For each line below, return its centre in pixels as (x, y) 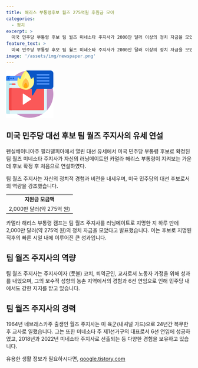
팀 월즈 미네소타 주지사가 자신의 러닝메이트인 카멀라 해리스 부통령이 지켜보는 (93, 158)
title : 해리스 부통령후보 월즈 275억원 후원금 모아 (60, 12)
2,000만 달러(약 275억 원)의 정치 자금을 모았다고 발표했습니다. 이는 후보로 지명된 (99, 230)
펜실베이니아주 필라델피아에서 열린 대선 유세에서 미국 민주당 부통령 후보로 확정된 (98, 151)
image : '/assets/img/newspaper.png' (51, 56)
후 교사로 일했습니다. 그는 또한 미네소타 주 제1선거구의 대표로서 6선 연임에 (90, 331)
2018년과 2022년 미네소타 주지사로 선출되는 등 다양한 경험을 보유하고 (98, 338)
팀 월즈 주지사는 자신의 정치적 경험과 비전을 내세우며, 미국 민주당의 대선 (88, 178)
